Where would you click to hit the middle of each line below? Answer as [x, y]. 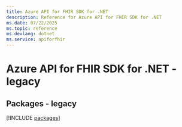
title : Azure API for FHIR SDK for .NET [57, 12]
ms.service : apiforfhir [36, 39]
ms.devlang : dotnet [31, 34]
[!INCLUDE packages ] [33, 118]
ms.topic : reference [32, 28]
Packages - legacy [41, 103]
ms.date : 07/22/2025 [32, 23]
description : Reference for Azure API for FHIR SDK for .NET [84, 17]
